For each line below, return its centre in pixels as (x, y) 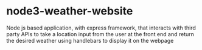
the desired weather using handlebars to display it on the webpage (90, 40)
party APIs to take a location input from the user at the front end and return (100, 34)
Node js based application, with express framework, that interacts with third (101, 28)
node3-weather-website (70, 11)
